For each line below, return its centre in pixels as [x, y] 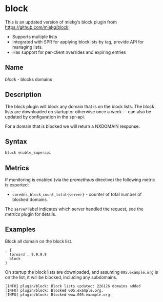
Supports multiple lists [35, 37]
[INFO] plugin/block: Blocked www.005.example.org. [59, 295]
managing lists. [27, 47]
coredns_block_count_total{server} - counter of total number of [77, 194]
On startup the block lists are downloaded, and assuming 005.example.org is [82, 272]
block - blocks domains [29, 79]
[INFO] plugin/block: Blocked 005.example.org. [54, 290]
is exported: [17, 185]
